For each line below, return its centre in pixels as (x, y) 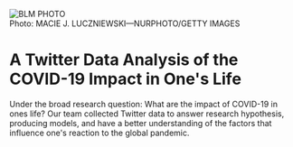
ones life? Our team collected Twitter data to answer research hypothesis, (147, 114)
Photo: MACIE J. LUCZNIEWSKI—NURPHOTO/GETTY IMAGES (125, 23)
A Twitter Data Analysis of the (124, 60)
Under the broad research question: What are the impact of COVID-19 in (144, 104)
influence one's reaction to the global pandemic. (99, 133)
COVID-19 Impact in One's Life (126, 79)
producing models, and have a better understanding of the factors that (141, 123)
